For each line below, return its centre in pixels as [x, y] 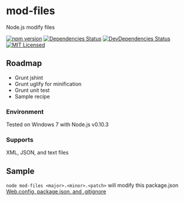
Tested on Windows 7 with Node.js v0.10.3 [57, 124]
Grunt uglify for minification [48, 84]
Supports [20, 140]
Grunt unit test [32, 90]
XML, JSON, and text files [37, 153]
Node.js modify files [30, 27]
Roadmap [24, 63]
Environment [25, 111]
